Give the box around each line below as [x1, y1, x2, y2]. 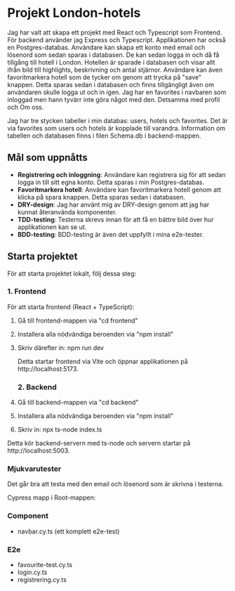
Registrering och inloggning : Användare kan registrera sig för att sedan [17, 170, 226, 178]
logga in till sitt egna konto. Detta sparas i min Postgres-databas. [17, 178, 205, 186]
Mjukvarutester [7, 464, 62, 474]
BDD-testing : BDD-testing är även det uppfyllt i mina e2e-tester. [17, 230, 204, 238]
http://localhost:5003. [7, 446, 70, 455]
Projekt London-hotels [7, 5, 141, 21]
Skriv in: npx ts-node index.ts [17, 425, 103, 434]
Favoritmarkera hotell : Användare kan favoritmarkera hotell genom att [17, 185, 222, 194]
